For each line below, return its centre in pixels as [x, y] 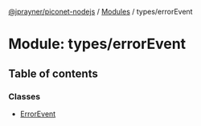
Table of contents [53, 73]
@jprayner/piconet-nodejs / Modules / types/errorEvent [100, 12]
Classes [25, 96]
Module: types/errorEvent [97, 44]
